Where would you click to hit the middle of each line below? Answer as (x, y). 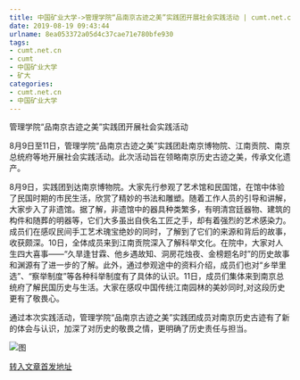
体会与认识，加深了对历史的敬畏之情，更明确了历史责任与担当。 (134, 329)
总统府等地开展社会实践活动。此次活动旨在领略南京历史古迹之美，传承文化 (146, 157)
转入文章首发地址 (41, 367)
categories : (31, 84)
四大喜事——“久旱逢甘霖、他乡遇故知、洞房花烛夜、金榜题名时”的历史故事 (153, 254)
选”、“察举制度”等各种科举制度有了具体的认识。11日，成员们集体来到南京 (143, 277)
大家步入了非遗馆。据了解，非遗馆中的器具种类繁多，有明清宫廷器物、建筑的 (150, 210)
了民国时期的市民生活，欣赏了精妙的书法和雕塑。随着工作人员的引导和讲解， (150, 198)
